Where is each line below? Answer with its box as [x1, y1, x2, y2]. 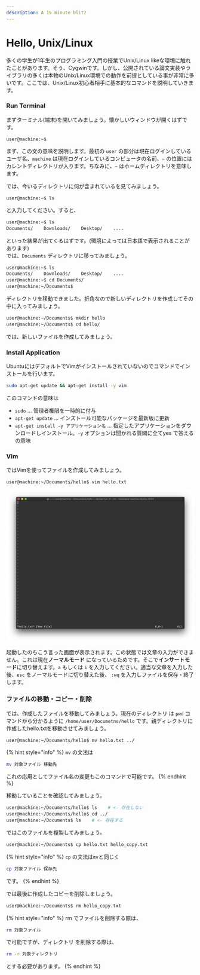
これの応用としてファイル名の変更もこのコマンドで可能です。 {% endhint [6, 773, 186, 780]
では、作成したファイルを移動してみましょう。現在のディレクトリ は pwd [6, 710, 184, 717]
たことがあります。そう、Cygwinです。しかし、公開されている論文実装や [6, 64, 186, 71]
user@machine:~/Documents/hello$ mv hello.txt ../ [6, 737, 135, 743]
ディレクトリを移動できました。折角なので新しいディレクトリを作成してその [6, 295, 194, 302]
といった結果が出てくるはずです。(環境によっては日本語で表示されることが [6, 237, 190, 244]
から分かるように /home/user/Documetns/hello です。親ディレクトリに [21, 717, 193, 724]
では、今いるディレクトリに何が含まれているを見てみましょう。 [6, 182, 162, 189]
